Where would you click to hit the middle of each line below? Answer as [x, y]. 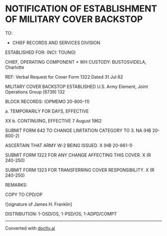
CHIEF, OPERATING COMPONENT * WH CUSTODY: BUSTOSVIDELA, [76, 62]
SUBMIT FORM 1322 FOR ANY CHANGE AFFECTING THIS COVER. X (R [78, 155]
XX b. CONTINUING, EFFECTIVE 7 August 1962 [53, 120]
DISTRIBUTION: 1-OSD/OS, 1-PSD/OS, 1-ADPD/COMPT [61, 214]
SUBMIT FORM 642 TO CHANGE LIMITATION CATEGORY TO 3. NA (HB [78, 130]
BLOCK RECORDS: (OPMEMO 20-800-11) [47, 101]
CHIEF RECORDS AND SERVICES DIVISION [56, 42]
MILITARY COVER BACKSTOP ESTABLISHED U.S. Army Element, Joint [77, 86]
